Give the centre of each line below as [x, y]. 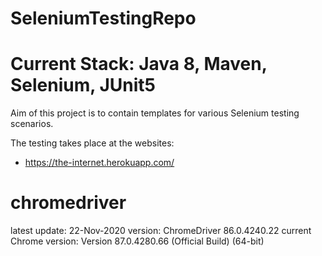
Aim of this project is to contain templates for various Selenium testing [155, 113]
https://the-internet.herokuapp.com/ [99, 163]
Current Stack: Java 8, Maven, [139, 64]
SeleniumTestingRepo [103, 18]
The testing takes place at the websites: [92, 143]
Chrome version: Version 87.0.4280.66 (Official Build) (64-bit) [137, 241]
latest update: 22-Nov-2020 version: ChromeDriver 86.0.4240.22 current [161, 231]
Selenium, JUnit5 [83, 85]
